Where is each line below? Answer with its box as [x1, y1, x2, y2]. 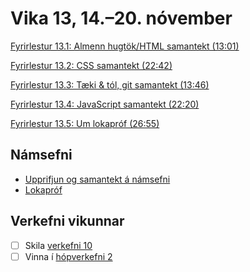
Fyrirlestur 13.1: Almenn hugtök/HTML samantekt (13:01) [10, 40, 240, 52]
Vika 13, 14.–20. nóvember [10, 7, 233, 30]
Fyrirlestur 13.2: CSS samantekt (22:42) [10, 59, 173, 71]
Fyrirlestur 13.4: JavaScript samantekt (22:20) [10, 98, 200, 110]
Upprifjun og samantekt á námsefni [24, 173, 171, 185]
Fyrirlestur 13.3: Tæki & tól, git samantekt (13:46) [10, 78, 210, 91]
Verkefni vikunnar [10, 213, 125, 230]
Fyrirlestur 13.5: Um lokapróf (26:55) [10, 117, 160, 129]
